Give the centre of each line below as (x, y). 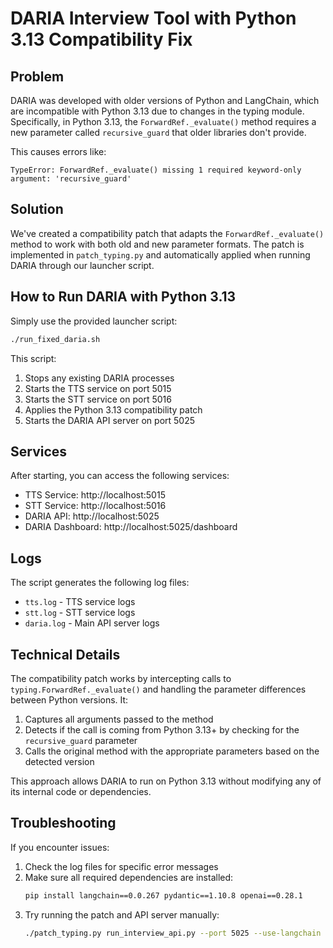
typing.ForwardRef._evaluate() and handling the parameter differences (158, 689)
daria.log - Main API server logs (92, 623)
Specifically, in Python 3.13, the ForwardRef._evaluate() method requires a (163, 121)
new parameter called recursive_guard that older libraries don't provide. (158, 132)
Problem (37, 76)
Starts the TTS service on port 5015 (98, 388)
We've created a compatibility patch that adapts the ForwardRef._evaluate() (167, 233)
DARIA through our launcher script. (82, 265)
